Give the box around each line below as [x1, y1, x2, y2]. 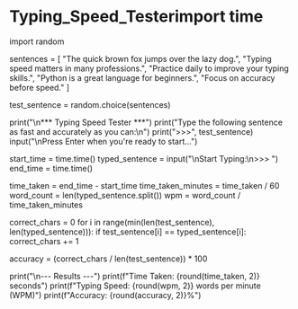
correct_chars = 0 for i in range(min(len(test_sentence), [9, 216, 215, 227]
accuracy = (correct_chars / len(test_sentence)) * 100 [9, 253, 208, 264]
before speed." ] [9, 82, 70, 93]
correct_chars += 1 [9, 235, 79, 246]
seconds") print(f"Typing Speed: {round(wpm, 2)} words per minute [9, 280, 261, 291]
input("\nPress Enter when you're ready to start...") [9, 136, 198, 146]
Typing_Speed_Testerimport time [9, 6, 264, 27]
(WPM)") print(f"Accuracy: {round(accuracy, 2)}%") [9, 289, 202, 300]
